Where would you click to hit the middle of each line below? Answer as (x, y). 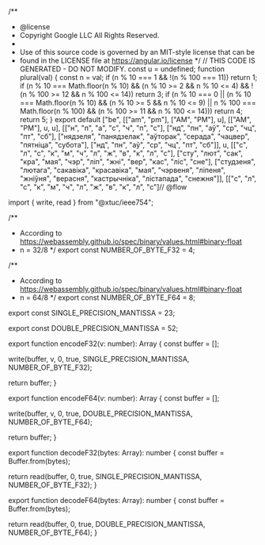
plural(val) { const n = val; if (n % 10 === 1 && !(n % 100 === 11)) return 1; (138, 77)
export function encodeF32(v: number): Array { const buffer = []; (114, 344)
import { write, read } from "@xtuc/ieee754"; (81, 202)
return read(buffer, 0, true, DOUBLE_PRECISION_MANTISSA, (107, 524)
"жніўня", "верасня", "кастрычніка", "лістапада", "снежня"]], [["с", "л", (138, 178)
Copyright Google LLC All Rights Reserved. (89, 35)
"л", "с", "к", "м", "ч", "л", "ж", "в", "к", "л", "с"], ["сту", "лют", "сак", (131, 153)
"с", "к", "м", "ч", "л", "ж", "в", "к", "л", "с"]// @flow (103, 187)
